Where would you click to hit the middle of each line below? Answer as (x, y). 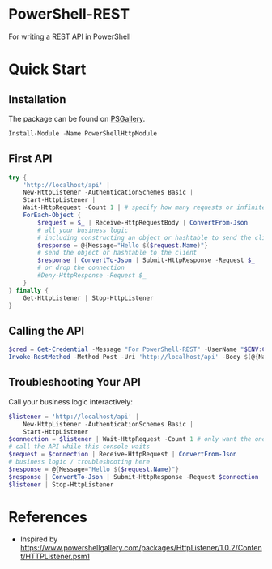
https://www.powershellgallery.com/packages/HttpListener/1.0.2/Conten (141, 548)
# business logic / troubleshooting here (79, 462)
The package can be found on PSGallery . (77, 118)
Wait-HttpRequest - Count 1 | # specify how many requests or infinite (144, 207)
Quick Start (47, 69)
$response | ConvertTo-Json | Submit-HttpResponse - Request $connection (134, 477)
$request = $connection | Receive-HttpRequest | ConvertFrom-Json (123, 455)
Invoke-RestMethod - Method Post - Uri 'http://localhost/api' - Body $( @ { (134, 357)
